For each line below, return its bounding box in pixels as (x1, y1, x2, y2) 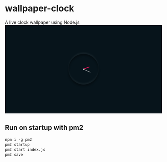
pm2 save (5, 152, 23, 157)
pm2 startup (5, 142, 30, 147)
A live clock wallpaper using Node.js (5, 19, 80, 25)
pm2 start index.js (5, 147, 46, 152)
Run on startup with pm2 (5, 123, 83, 132)
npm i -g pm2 (5, 137, 32, 142)
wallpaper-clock (5, 3, 75, 14)
